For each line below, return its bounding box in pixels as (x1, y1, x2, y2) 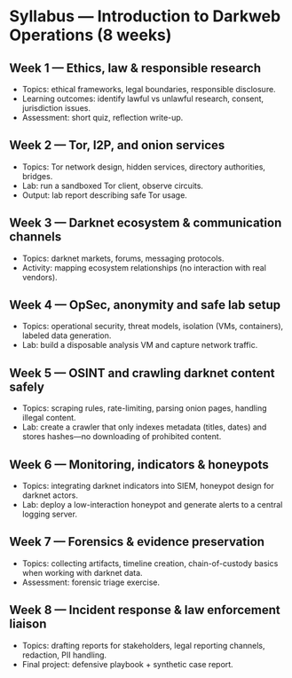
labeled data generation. (21, 330, 112, 341)
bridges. (21, 170, 53, 181)
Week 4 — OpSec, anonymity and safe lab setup (9, 297, 281, 312)
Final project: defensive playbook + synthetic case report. (21, 658, 233, 669)
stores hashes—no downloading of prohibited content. (21, 431, 222, 442)
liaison (9, 617, 47, 632)
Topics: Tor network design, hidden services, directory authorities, (21, 162, 266, 172)
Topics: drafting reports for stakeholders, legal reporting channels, (21, 640, 265, 650)
